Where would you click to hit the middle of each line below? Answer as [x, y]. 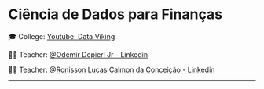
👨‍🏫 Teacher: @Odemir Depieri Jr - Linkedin [78, 54]
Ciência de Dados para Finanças [115, 14]
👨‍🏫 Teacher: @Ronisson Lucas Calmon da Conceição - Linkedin [112, 69]
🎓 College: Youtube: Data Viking [62, 36]
